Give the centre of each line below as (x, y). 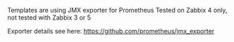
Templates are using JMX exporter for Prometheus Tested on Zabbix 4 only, (117, 10)
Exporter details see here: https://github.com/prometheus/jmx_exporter (111, 31)
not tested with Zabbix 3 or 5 (49, 17)
